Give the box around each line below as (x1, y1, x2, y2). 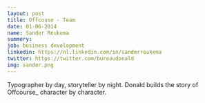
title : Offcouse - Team (7, 17, 76, 24)
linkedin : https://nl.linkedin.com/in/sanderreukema (7, 49, 162, 56)
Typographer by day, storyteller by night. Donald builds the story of (7, 80, 199, 88)
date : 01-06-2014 (7, 23, 57, 30)
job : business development (7, 42, 85, 49)
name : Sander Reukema (7, 29, 70, 37)
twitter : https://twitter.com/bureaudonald (7, 55, 135, 62)
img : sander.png (7, 62, 54, 68)
